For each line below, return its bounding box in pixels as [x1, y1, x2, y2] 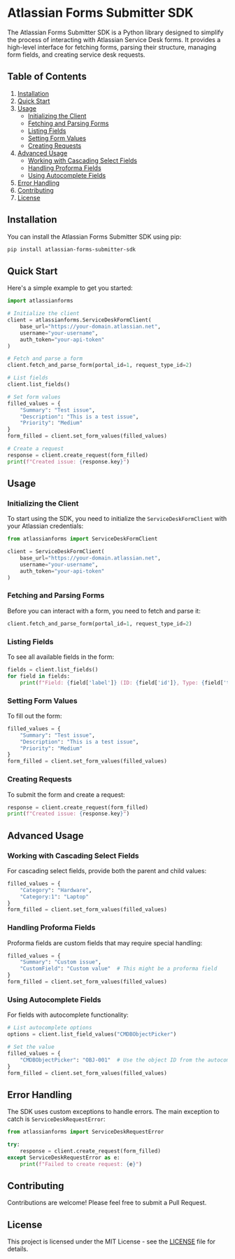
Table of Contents [7, 71, 87, 83]
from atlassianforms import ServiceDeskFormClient [7, 536, 158, 543]
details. [7, 1245, 29, 1253]
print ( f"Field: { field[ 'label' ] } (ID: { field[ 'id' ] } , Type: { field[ [20, 679, 224, 686]
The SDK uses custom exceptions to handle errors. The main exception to [7, 1108, 220, 1116]
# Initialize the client [7, 310, 80, 317]
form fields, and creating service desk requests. [7, 50, 145, 59]
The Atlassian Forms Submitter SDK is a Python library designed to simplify [7, 28, 224, 36]
